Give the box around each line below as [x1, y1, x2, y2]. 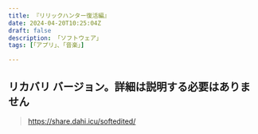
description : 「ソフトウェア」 [8, 33, 103, 42]
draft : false [8, 26, 52, 34]
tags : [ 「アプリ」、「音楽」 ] [8, 41, 85, 49]
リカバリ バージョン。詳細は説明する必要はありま [8, 80, 251, 93]
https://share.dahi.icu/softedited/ [27, 116, 136, 126]
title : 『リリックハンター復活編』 [8, 11, 111, 20]
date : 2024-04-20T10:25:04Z [8, 19, 102, 27]
